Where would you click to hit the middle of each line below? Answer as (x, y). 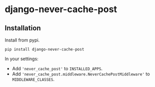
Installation (23, 28)
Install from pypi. (22, 40)
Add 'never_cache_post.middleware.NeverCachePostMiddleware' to (81, 74)
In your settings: (22, 59)
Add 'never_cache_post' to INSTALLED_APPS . (57, 69)
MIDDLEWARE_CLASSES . (33, 79)
